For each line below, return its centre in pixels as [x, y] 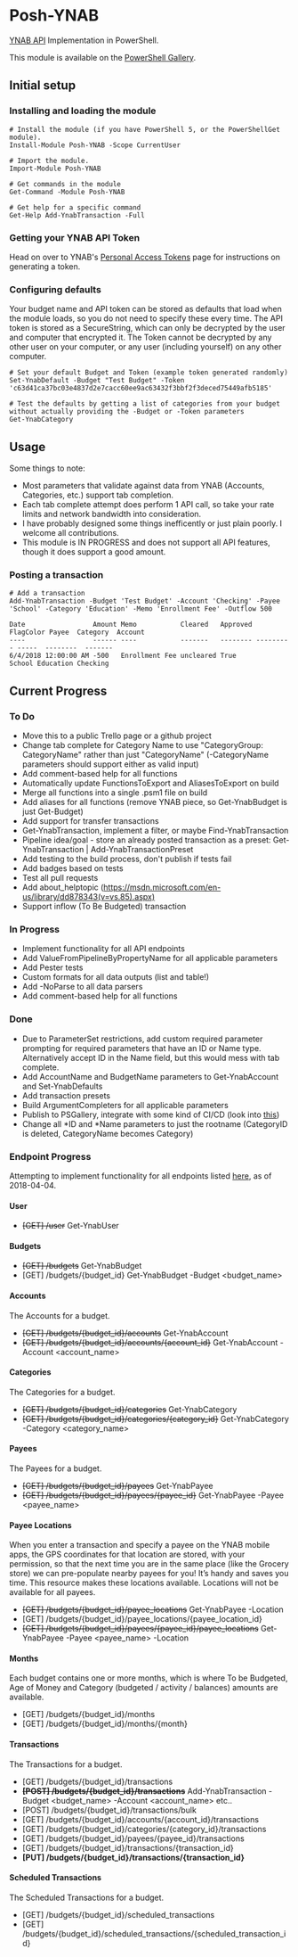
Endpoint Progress [50, 1156]
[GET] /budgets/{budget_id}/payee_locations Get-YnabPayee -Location [153, 1609]
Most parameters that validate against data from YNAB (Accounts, [143, 486]
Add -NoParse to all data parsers [82, 987]
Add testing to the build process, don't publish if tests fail [127, 859]
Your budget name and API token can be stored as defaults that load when [145, 309]
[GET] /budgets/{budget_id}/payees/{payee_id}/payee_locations [141, 1629]
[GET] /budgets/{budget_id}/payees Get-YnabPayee [117, 1485]
